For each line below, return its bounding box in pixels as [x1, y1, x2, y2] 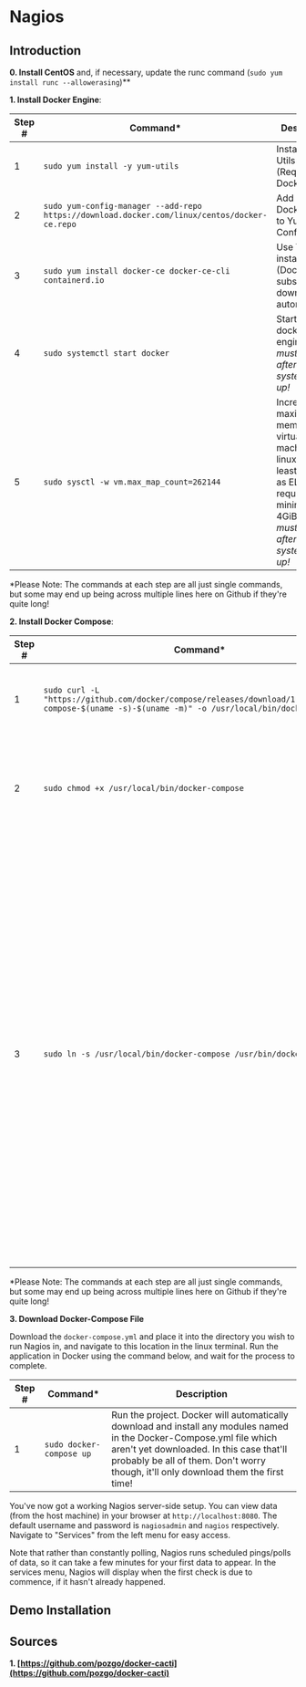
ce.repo [43, 219, 77, 229]
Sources [9, 1633, 58, 1649]
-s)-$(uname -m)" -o [117, 703, 208, 713]
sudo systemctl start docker [43, 349, 170, 358]
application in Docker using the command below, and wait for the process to [9, 1350, 296, 1361]
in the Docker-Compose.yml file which [111, 1432, 278, 1443]
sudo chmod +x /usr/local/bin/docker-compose [43, 783, 244, 793]
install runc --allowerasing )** [9, 77, 131, 88]
